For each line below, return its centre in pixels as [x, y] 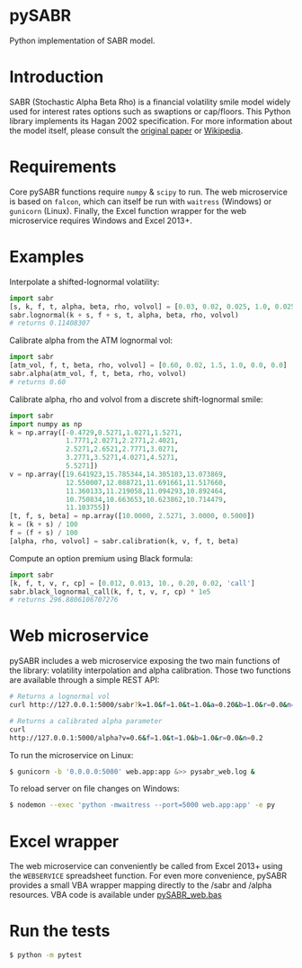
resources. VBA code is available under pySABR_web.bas [115, 895]
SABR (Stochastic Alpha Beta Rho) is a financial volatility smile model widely [150, 102]
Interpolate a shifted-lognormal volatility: [84, 282]
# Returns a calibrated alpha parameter [86, 721]
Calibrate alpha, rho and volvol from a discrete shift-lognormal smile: [136, 399]
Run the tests [60, 931]
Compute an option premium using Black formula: [101, 558]
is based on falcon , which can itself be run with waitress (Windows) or [141, 201]
